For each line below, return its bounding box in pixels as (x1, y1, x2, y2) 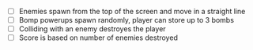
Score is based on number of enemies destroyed (18, 33, 179, 42)
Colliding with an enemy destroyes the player (18, 24, 167, 34)
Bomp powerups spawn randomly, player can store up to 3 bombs (18, 16, 235, 25)
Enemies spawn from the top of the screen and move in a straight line (18, 7, 246, 16)
